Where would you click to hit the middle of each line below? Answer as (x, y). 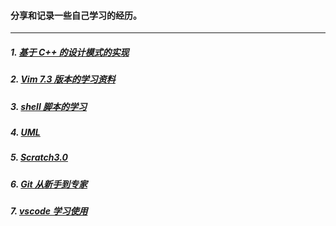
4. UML (25, 132)
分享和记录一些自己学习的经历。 (76, 15)
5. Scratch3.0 (39, 157)
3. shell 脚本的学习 (49, 106)
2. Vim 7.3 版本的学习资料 (63, 79)
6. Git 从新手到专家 (49, 184)
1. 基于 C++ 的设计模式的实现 (70, 52)
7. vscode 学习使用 (49, 211)
